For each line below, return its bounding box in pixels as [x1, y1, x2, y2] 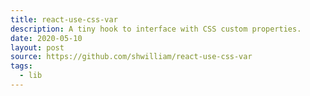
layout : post [10, 42, 65, 53]
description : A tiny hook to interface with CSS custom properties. [10, 24, 302, 34]
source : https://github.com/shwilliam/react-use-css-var [10, 52, 253, 62]
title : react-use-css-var [10, 14, 118, 25]
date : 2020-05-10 [10, 33, 83, 43]
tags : [10, 61, 33, 71]
